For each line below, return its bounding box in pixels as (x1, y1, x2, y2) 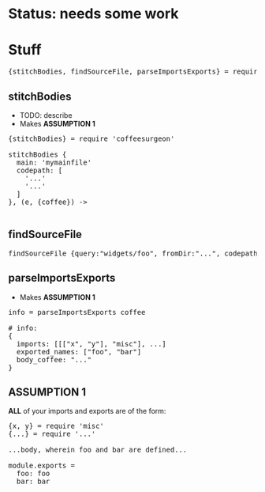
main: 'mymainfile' (16, 157, 92, 167)
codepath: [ (16, 165, 63, 175)
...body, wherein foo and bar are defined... (8, 445, 188, 455)
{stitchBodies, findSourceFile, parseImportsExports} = (8, 67, 229, 76)
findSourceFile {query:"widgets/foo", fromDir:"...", (8, 248, 221, 258)
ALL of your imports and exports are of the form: (8, 407, 166, 416)
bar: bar (16, 477, 50, 486)
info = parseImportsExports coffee (8, 308, 146, 316)
